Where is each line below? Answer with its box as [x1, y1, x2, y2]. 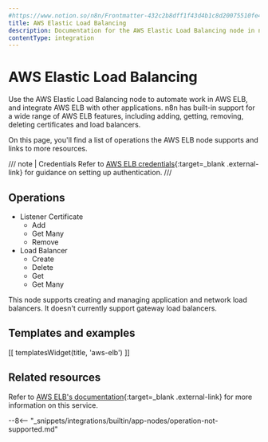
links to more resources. [8, 144, 88, 154]
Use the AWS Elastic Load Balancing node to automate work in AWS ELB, [8, 95, 249, 104]
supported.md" [8, 424, 58, 434]
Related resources [8, 371, 101, 385]
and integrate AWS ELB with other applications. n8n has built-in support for [8, 103, 255, 112]
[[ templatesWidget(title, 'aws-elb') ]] [8, 347, 130, 357]
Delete [31, 263, 54, 272]
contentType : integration [8, 33, 94, 42]
